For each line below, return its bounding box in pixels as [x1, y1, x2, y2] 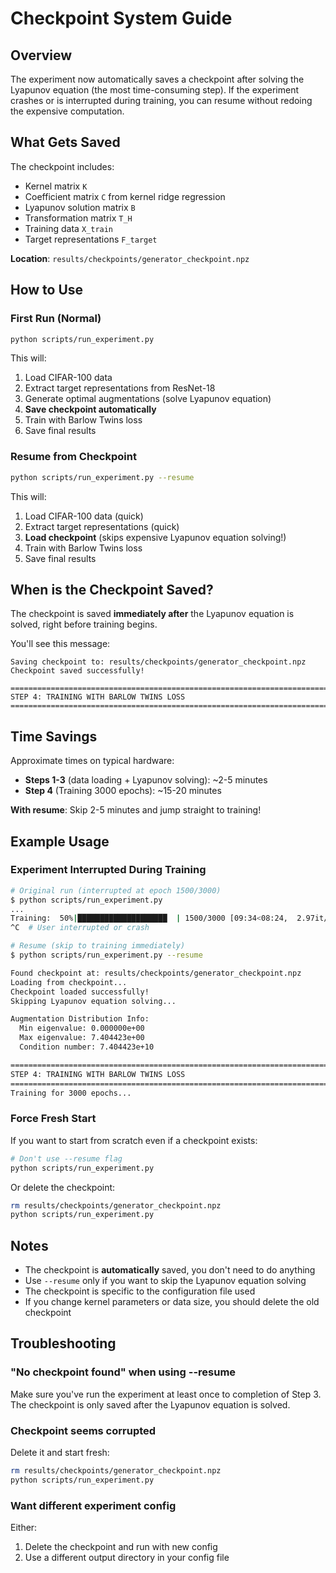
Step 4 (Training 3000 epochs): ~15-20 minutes [24, 785, 222, 797]
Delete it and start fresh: [10, 1447, 110, 1459]
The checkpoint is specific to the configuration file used [24, 1285, 256, 1297]
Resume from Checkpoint [10, 450, 137, 464]
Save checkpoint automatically [24, 403, 157, 416]
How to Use [10, 282, 84, 299]
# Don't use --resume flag [10, 1153, 123, 1164]
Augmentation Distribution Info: [10, 1014, 150, 1024]
